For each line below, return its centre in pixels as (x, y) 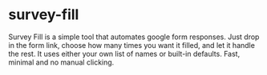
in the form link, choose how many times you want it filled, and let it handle (131, 45)
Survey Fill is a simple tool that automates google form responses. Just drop (134, 37)
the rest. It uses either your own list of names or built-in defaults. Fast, (124, 53)
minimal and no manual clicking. (61, 62)
